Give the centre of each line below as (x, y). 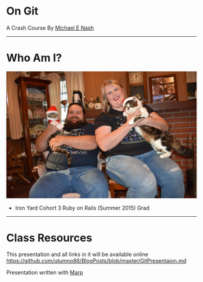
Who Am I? (34, 58)
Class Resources (49, 238)
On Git (22, 11)
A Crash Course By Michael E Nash (50, 28)
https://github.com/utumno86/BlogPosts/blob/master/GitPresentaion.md (96, 261)
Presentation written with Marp (45, 272)
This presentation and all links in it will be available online (77, 254)
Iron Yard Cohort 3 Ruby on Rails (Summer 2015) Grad (82, 208)
